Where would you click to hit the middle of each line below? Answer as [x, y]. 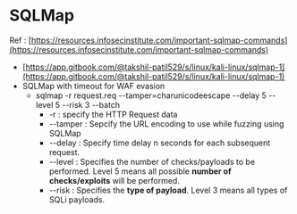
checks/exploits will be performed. [115, 180]
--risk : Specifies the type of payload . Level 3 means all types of [168, 190]
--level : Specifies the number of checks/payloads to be [152, 161]
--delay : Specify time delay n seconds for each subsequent [160, 143]
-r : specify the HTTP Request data [113, 114]
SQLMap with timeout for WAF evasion [93, 86]
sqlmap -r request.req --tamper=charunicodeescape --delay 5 [151, 95]
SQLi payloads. [77, 199]
